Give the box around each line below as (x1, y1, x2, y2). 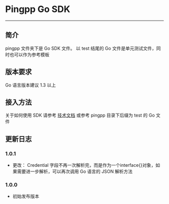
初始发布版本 (12, 193, 39, 199)
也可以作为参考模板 (9, 51, 49, 57)
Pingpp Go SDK (5, 4, 70, 15)
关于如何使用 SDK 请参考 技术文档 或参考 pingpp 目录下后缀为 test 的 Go (5, 112, 155, 119)
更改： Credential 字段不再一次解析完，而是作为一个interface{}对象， (12, 162, 156, 168)
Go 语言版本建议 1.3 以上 (5, 82, 56, 88)
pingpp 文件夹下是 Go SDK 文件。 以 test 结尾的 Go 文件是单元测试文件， (5, 45, 157, 51)
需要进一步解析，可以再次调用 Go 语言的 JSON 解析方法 (17, 168, 133, 174)
